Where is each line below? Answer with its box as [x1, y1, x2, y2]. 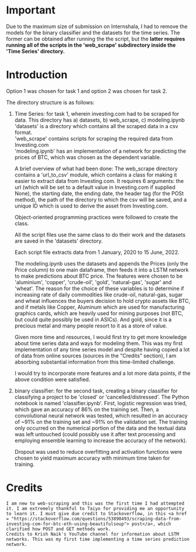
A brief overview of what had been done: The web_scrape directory [14, 165, 178, 172]
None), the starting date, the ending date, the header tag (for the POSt [14, 189, 184, 196]
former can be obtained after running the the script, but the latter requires [6, 35, 185, 42]
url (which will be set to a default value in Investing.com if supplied [14, 184, 176, 191]
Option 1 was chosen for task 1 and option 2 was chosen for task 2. [6, 87, 168, 94]
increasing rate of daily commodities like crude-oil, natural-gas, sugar [14, 291, 183, 298]
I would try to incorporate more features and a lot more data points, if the [14, 370, 191, 377]
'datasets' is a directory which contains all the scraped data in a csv [14, 122, 178, 129]
